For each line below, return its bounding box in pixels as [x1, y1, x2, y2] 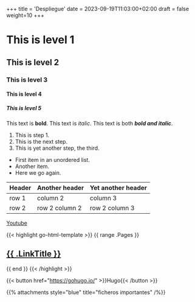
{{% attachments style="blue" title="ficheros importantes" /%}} [6, 289, 166, 296]
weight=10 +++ [6, 12, 44, 19]
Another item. [15, 163, 50, 170]
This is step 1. [15, 132, 50, 139]
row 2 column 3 [90, 204, 135, 212]
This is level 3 [6, 75, 48, 84]
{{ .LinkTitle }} [6, 249, 61, 259]
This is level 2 [6, 57, 60, 68]
